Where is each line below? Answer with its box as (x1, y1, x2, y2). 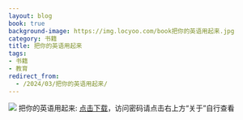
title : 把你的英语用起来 (8, 42, 83, 50)
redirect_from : (8, 72, 60, 80)
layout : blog (8, 11, 53, 20)
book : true (8, 19, 45, 28)
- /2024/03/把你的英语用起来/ (15, 79, 108, 88)
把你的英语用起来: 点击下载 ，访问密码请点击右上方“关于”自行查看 (18, 103, 235, 113)
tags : (8, 49, 27, 58)
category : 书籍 (8, 34, 58, 43)
